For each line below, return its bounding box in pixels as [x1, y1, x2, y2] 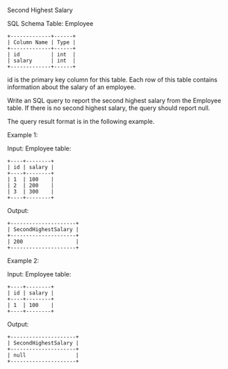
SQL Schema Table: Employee [7, 19, 94, 27]
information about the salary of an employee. [7, 83, 136, 91]
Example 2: [7, 257, 40, 265]
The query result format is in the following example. [7, 118, 155, 125]
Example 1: [7, 131, 38, 139]
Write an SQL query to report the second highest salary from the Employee [7, 97, 222, 104]
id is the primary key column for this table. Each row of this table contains [7, 76, 218, 84]
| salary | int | [7, 57, 76, 64]
